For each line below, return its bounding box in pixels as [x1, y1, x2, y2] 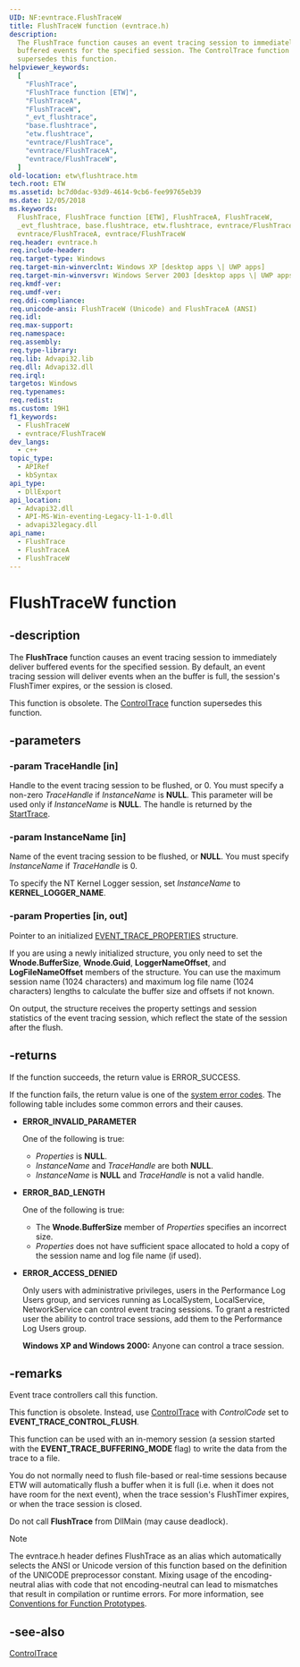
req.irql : [9, 370, 46, 380]
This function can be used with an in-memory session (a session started [9, 1433, 275, 1445]
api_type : [9, 479, 46, 488]
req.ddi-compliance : [9, 296, 87, 305]
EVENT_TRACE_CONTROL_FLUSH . [9, 1416, 140, 1427]
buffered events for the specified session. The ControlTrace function [17, 47, 290, 55]
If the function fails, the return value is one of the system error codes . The [9, 1089, 281, 1100]
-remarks [9, 1365, 62, 1381]
